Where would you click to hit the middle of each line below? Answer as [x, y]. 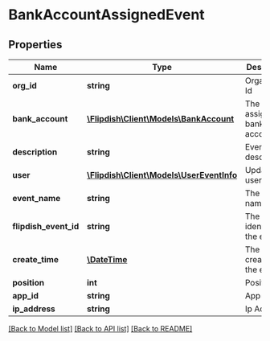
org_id [25, 86]
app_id [25, 296]
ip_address [34, 309]
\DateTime [107, 259]
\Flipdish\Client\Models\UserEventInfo [162, 175]
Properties [35, 45]
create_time [35, 259]
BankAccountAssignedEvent [106, 15]
